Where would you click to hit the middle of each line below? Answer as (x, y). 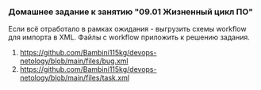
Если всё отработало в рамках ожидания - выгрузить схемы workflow (128, 29)
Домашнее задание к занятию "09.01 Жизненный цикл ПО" (131, 12)
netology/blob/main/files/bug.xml (74, 61)
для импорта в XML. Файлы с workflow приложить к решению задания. (129, 37)
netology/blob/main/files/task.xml (74, 78)
